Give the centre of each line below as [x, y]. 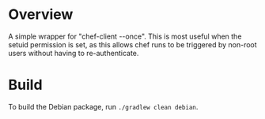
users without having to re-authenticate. [74, 53]
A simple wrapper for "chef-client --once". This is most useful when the [125, 36]
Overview [41, 15]
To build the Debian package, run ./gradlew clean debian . [103, 106]
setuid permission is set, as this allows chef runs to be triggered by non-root [132, 44]
